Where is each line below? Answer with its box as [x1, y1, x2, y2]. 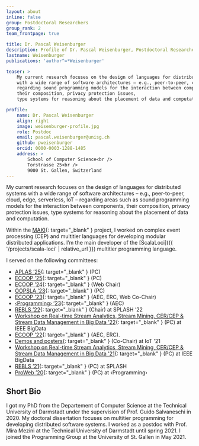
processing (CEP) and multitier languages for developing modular [6, 233, 166, 240]
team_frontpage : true [6, 31, 60, 37]
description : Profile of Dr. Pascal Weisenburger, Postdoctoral [6, 47, 168, 53]
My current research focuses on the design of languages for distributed [6, 184, 181, 191]
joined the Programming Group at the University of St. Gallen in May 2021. [6, 434, 187, 441]
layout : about [6, 8, 41, 15]
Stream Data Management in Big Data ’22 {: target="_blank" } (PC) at [14, 319, 182, 326]
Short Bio [6, 386, 41, 396]
